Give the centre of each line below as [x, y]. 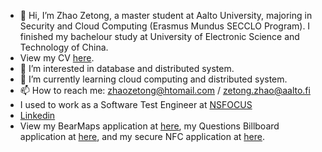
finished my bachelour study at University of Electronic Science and [159, 36]
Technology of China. [64, 47]
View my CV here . [57, 58]
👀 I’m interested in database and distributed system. [127, 68]
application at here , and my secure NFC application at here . [142, 136]
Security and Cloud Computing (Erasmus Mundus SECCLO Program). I [165, 26]
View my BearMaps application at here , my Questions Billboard [149, 126]
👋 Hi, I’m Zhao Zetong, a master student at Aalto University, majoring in [166, 15]
